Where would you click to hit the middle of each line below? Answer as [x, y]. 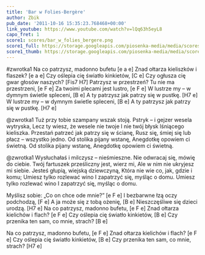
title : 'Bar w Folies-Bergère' [46, 12]
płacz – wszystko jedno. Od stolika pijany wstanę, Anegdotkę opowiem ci [98, 139]
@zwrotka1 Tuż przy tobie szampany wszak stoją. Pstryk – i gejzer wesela [99, 120]
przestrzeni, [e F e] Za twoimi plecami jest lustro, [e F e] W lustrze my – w [99, 88]
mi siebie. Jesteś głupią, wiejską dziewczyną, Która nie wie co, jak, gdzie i [99, 170]
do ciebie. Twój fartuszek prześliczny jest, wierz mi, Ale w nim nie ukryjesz [100, 164]
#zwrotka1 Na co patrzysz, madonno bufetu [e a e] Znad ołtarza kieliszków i [102, 69]
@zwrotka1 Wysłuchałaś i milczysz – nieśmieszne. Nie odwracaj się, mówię [101, 157]
